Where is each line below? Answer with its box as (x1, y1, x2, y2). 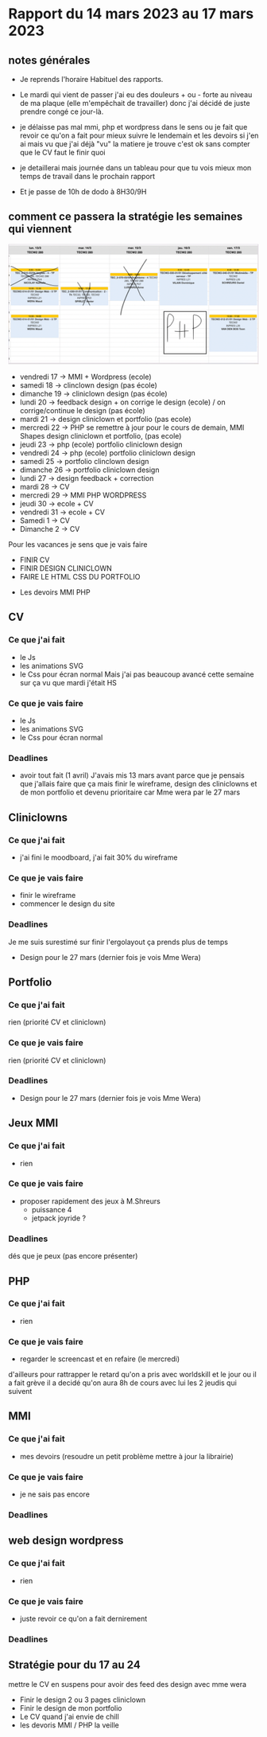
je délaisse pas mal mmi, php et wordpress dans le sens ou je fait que (19, 123, 248, 131)
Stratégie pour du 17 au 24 (8, 1658, 141, 1672)
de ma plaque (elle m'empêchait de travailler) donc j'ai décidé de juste (19, 99, 250, 107)
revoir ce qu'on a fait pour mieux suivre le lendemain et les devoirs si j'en (19, 131, 259, 140)
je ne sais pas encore (19, 1489, 90, 1499)
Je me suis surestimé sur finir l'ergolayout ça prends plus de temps (8, 937, 229, 947)
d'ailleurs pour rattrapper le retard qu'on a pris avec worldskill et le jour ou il (8, 1370, 257, 1380)
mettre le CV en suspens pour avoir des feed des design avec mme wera (8, 1679, 247, 1688)
